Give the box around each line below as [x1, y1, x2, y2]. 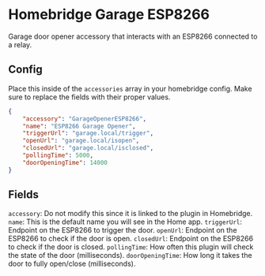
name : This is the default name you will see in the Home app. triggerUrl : [8, 217, 243, 226]
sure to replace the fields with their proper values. [8, 92, 171, 102]
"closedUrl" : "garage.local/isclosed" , [22, 144, 154, 152]
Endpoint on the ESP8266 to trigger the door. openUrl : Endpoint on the [8, 226, 237, 235]
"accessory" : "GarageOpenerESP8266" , [22, 114, 147, 123]
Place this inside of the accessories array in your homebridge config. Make [8, 84, 252, 93]
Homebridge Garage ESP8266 [8, 6, 210, 24]
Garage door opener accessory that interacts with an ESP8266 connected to [8, 32, 258, 41]
